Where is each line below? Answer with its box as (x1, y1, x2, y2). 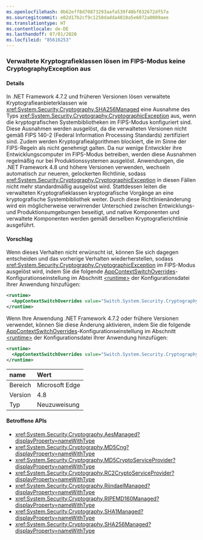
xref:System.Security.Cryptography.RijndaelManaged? (14, 482, 150, 489)
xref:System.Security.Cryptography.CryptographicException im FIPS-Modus (6, 261, 196, 269)
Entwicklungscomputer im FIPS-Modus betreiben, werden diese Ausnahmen (6, 151, 196, 158)
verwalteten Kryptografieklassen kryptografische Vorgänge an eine (6, 189, 174, 197)
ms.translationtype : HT (6, 20, 66, 26)
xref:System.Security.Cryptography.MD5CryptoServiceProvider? (14, 456, 176, 463)
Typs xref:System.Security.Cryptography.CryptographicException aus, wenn (6, 112, 196, 120)
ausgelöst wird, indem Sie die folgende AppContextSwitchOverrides (6, 268, 176, 275)
